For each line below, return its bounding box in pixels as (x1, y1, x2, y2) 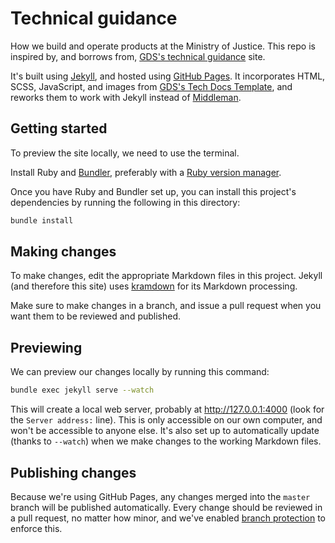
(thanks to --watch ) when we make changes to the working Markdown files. (10, 435, 322, 447)
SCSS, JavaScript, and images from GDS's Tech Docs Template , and (10, 80, 293, 92)
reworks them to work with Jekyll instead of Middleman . (10, 91, 242, 103)
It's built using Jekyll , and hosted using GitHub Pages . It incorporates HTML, (10, 70, 326, 82)
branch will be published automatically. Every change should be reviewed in (10, 501, 323, 513)
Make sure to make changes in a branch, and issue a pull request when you (10, 300, 322, 312)
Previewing (10, 339, 83, 356)
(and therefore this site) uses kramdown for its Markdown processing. (10, 280, 298, 292)
